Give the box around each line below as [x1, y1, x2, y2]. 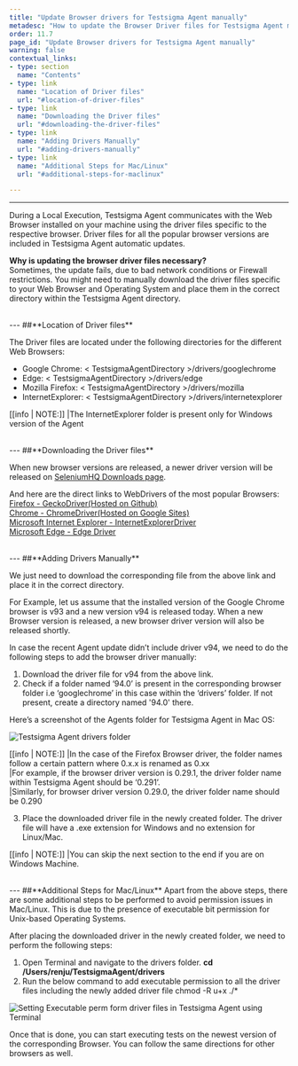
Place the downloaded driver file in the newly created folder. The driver [21, 813, 283, 824]
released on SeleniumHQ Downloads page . [9, 472, 167, 482]
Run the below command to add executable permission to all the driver [21, 976, 281, 987]
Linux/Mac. [21, 832, 64, 843]
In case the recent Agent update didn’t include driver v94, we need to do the [9, 642, 289, 653]
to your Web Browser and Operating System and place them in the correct [9, 284, 280, 294]
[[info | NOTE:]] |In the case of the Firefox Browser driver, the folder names [9, 749, 283, 759]
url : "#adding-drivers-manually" [17, 145, 141, 153]
